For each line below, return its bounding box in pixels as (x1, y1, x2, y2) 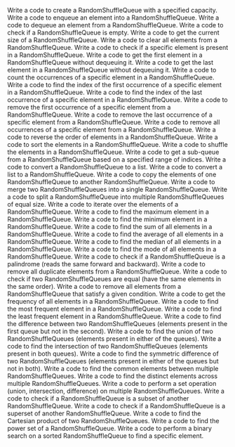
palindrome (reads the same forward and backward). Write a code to (7, 260, 206, 268)
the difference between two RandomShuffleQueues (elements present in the (7, 320, 228, 328)
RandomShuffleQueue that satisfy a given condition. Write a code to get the (7, 290, 226, 298)
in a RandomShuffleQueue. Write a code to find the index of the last (7, 88, 203, 96)
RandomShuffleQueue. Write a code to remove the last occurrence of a (7, 110, 213, 119)
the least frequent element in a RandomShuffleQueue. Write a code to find (7, 312, 222, 320)
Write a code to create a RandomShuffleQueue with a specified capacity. (7, 6, 217, 14)
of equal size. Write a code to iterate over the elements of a (7, 200, 179, 208)
